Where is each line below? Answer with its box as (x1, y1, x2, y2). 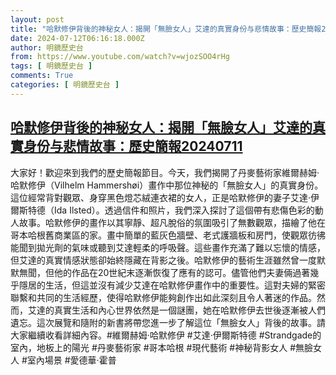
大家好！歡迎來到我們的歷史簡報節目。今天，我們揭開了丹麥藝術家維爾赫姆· (10, 166, 320, 178)
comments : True (10, 71, 74, 81)
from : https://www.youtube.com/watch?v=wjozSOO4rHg (10, 52, 230, 62)
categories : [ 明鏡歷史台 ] (10, 80, 120, 90)
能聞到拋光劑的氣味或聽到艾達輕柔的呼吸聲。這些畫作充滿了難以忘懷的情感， (10, 241, 326, 253)
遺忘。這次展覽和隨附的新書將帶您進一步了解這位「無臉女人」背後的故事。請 (10, 316, 326, 328)
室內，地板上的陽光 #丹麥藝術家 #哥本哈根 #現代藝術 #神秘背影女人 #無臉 (10, 341, 314, 353)
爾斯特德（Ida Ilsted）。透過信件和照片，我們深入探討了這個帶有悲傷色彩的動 (10, 204, 324, 216)
